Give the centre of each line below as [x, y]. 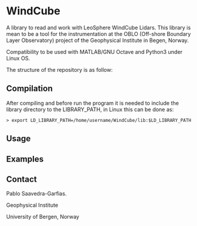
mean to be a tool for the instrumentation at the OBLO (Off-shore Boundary [99, 33]
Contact [22, 179]
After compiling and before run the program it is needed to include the [93, 103]
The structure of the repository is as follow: [59, 69]
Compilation [29, 89]
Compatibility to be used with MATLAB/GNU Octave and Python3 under [94, 51]
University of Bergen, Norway [43, 217]
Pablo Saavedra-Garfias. [37, 194]
